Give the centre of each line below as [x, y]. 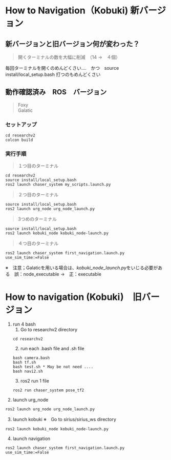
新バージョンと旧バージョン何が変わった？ [72, 44]
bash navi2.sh [28, 372]
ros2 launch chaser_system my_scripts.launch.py [58, 185]
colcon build [19, 140]
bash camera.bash [31, 358]
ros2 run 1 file [35, 381]
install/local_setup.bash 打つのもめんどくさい [53, 74]
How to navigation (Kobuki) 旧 [73, 297]
